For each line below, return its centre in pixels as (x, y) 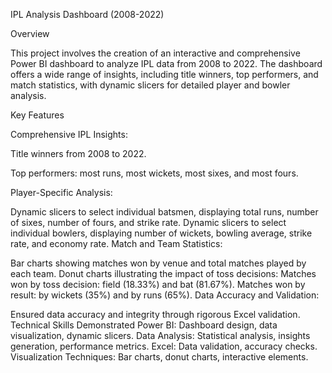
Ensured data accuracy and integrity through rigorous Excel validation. (155, 314)
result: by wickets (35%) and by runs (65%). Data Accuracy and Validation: (165, 295)
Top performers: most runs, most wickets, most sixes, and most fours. (154, 173)
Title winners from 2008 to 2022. (78, 153)
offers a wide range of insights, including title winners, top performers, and (164, 74)
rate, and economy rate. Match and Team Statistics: (116, 243)
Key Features (37, 115)
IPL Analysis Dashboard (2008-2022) (87, 14)
